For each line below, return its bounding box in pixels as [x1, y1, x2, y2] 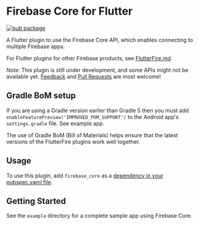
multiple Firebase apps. [6, 43, 65, 50]
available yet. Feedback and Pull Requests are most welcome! [6, 73, 161, 80]
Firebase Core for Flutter [6, 4, 133, 18]
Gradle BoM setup [6, 90, 76, 101]
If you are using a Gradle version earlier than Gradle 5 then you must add [6, 107, 189, 114]
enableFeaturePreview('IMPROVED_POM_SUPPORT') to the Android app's [6, 113, 179, 120]
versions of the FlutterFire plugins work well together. [6, 138, 141, 145]
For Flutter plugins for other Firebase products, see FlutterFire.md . [6, 54, 173, 62]
